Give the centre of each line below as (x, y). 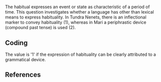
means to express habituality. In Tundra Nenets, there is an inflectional (76, 17)
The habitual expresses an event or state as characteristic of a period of (78, 7)
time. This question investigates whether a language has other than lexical (80, 12)
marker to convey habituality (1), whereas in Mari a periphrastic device (76, 22)
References (23, 75)
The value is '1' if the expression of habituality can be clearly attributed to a (80, 54)
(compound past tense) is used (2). (40, 28)
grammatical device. (26, 59)
